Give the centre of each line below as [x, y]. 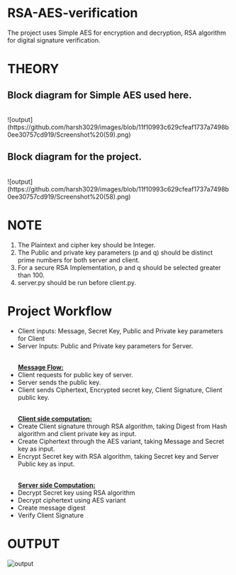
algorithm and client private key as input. [77, 433]
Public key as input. [46, 464]
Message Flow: [40, 367]
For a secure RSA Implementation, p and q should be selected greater [119, 267]
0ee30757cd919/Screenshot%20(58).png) [69, 196]
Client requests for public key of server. [75, 374]
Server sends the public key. [59, 382]
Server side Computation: [56, 485]
